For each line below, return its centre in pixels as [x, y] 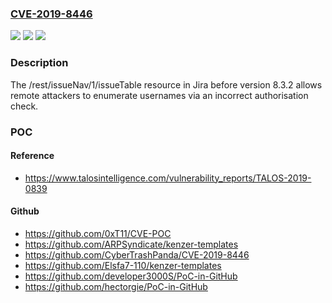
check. [24, 106]
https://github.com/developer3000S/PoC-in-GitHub [131, 276]
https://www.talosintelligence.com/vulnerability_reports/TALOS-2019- [168, 178]
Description [39, 63]
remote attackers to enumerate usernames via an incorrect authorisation [159, 95]
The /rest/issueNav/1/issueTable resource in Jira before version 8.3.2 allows [166, 84]
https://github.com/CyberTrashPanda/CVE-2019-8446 [137, 254]
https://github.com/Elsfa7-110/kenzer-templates [123, 265]
